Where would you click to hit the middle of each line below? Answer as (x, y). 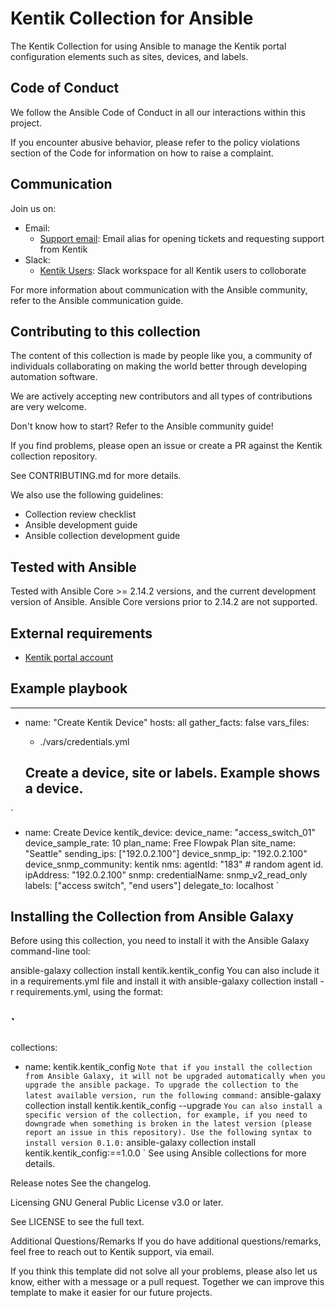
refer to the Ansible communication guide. (97, 300)
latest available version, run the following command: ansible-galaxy (173, 1095)
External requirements (81, 633)
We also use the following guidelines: (87, 495)
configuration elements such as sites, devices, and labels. (129, 56)
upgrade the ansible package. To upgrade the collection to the (161, 1085)
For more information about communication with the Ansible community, (159, 289)
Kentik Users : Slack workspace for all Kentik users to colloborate (173, 270)
